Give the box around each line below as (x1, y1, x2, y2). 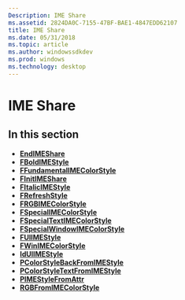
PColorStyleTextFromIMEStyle (19, 265, 122, 276)
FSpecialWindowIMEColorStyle (19, 224, 125, 233)
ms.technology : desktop (8, 63, 87, 71)
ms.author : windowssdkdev (8, 48, 93, 56)
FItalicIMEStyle (19, 182, 71, 191)
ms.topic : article (8, 41, 68, 49)
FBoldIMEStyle (19, 157, 69, 166)
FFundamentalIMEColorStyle (19, 165, 117, 175)
